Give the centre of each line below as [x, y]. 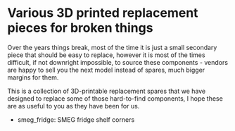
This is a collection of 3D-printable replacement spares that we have [107, 91]
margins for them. [33, 77]
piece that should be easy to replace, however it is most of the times [106, 55]
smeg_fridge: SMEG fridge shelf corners [76, 119]
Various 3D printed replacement [103, 13]
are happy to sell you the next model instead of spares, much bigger [106, 70]
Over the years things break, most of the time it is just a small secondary [112, 47]
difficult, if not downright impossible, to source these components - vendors [118, 62]
